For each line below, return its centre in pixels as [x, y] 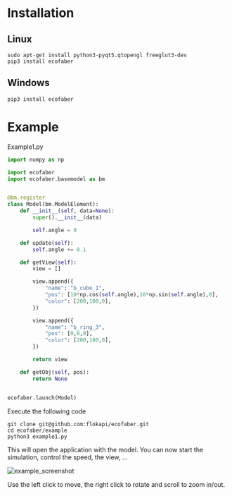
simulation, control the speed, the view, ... [67, 457]
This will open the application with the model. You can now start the [105, 449]
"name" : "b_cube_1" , [75, 288]
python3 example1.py [38, 436]
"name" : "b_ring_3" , [75, 327]
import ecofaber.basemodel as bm [56, 179]
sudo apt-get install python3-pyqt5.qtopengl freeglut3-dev [97, 55]
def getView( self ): [49, 262]
